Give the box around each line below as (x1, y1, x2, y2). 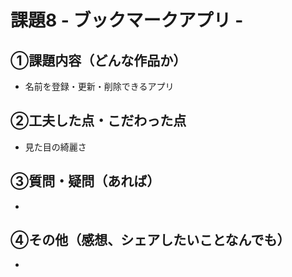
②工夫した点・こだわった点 (10, 112, 187, 130)
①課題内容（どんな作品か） (10, 52, 187, 69)
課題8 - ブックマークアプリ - (10, 9, 244, 32)
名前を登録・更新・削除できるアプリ (24, 81, 175, 92)
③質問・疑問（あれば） (10, 173, 161, 190)
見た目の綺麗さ (24, 141, 87, 153)
